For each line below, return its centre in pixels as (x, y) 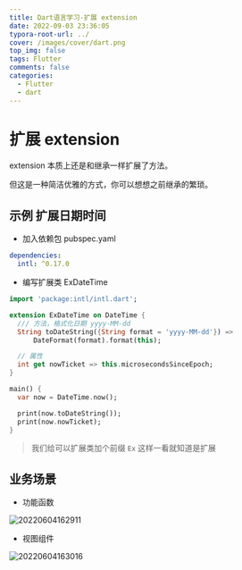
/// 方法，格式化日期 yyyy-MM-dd (74, 323)
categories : (31, 76)
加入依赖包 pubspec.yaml (69, 239)
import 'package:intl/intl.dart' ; (74, 299)
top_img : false (38, 51)
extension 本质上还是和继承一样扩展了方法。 (91, 165)
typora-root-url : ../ (50, 34)
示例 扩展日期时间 (58, 215)
